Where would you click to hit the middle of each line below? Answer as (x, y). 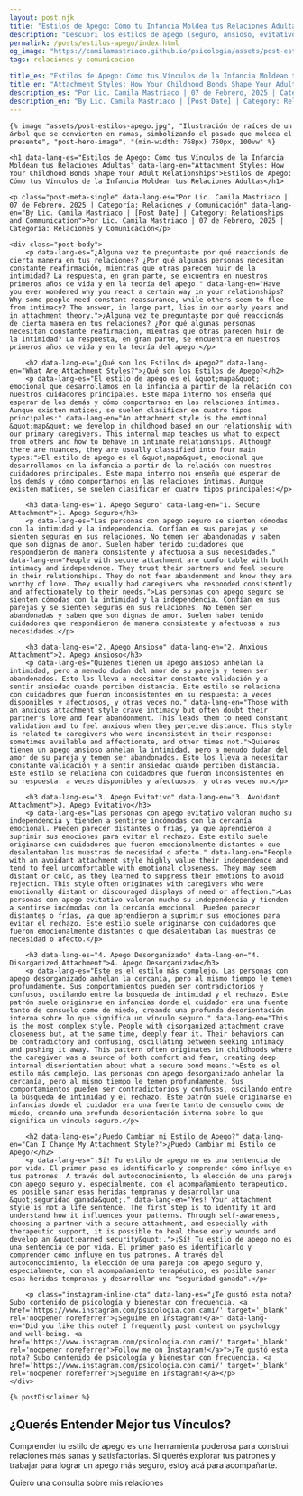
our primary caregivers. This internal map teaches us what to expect (145, 434)
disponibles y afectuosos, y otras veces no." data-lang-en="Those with (149, 702)
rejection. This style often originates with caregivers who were (137, 884)
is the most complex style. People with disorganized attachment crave (147, 1026)
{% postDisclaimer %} (50, 1397)
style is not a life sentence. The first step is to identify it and (143, 1207)
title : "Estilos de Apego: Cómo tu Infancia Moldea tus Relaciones (139, 26)
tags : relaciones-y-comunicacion (72, 60)
